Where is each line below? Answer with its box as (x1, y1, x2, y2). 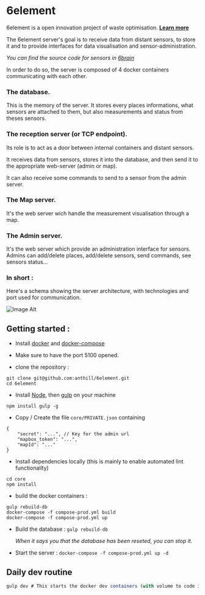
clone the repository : (15, 363, 70, 371)
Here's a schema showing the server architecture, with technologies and (6, 287, 189, 295)
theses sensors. (6, 114, 47, 122)
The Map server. (6, 196, 56, 204)
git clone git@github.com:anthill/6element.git (6, 375, 130, 382)
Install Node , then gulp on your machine (15, 391, 116, 399)
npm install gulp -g (6, 403, 59, 410)
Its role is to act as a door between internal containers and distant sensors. (6, 144, 194, 151)
